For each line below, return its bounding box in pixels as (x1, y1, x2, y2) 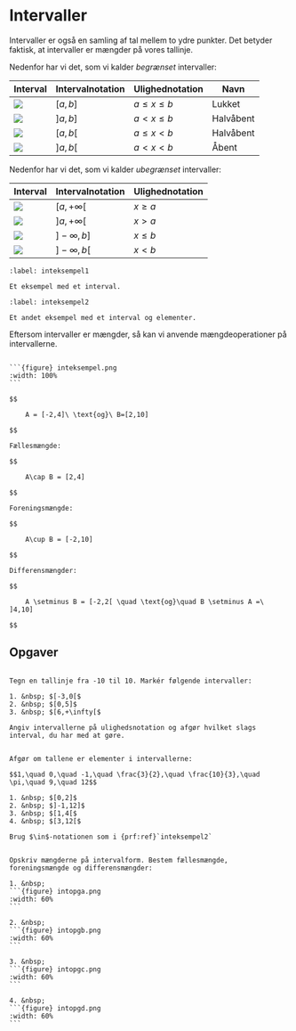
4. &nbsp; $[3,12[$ (9, 816, 82, 825)
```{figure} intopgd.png (9, 1003, 101, 1012)
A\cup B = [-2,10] (25, 535, 93, 544)
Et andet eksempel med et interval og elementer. (9, 313, 197, 322)
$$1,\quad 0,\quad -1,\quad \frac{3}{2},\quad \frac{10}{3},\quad (9, 770, 260, 779)
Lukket (212, 97, 241, 110)
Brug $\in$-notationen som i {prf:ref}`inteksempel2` (9, 832, 213, 841)
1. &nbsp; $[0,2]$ (9, 793, 77, 802)
